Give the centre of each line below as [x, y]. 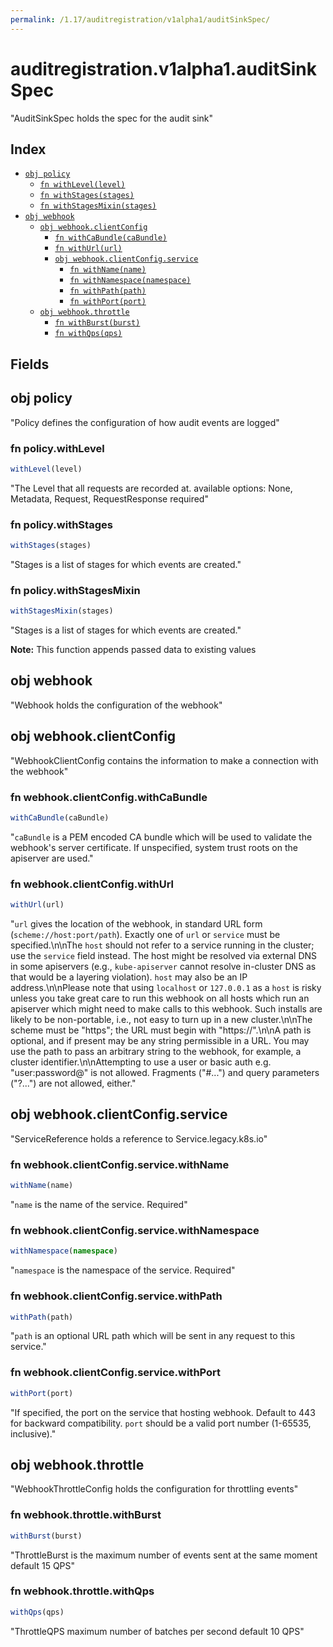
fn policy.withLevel [57, 448]
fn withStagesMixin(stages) [98, 206]
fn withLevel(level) [82, 185]
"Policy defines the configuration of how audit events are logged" [145, 422]
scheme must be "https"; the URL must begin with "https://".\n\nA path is [161, 1030]
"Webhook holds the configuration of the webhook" [116, 705]
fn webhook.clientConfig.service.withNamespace [135, 1230]
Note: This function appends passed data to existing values [133, 650]
